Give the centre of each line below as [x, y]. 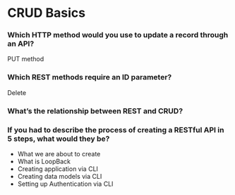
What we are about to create [59, 154]
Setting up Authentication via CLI [65, 184]
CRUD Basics [47, 13]
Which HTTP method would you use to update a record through [118, 35]
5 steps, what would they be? [59, 139]
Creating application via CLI [58, 169]
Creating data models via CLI [60, 176]
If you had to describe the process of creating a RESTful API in [116, 130]
